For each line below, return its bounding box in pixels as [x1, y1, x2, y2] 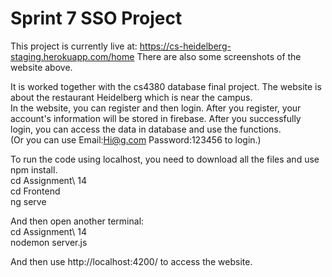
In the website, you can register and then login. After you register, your [10, 102, 302, 114]
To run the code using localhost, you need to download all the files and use [10, 153, 320, 165]
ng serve [10, 195, 47, 207]
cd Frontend [10, 185, 61, 197]
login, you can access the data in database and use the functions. [10, 123, 282, 135]
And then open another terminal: [10, 215, 145, 227]
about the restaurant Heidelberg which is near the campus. [10, 91, 253, 103]
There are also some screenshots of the [136, 50, 302, 62]
